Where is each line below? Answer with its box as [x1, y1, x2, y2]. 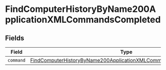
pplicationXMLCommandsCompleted [5, 14, 161, 25]
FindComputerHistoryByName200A [5, 3, 156, 15]
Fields [5, 34, 25, 42]
